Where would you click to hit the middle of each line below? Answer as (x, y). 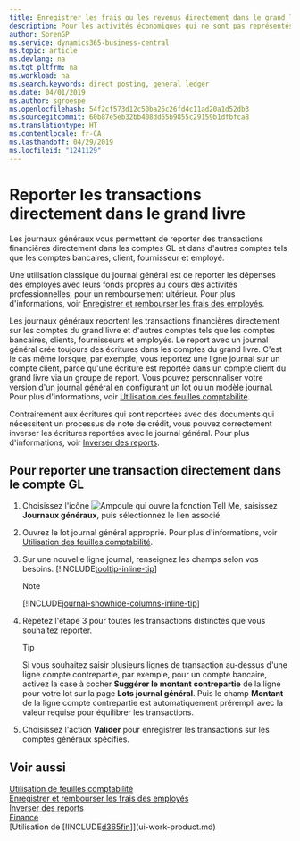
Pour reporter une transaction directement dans (146, 470)
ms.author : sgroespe (48, 101)
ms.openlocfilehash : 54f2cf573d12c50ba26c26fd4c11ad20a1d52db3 (129, 109)
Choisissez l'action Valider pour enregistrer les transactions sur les (146, 730)
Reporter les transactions (106, 194)
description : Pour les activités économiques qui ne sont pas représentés (151, 26)
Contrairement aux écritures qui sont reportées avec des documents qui (142, 414)
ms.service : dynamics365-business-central (89, 42)
